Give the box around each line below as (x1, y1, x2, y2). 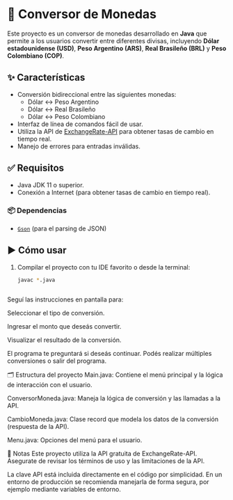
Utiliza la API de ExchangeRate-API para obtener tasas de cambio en (17, 127, 214, 135)
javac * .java (17, 276, 56, 283)
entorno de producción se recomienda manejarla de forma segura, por (7, 477, 210, 486)
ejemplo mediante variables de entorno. (7, 485, 122, 493)
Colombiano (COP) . (7, 52, 65, 60)
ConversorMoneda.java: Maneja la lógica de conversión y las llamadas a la (7, 393, 221, 403)
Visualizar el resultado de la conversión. (7, 336, 122, 344)
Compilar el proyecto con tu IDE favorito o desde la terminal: (17, 263, 191, 271)
